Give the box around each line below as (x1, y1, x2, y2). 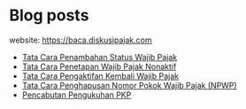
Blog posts (9, 5, 89, 26)
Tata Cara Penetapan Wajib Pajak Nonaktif (21, 61, 177, 72)
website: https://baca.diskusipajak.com (9, 35, 152, 45)
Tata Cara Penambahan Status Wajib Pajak (21, 51, 178, 62)
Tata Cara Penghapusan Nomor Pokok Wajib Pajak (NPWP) (21, 80, 237, 90)
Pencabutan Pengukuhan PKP (21, 90, 132, 100)
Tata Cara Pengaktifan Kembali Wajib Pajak (21, 70, 180, 81)
